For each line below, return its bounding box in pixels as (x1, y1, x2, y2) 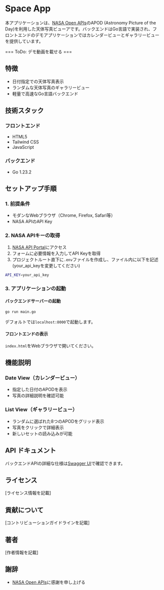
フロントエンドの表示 (5, 331, 48, 337)
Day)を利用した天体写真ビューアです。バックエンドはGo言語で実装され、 (5, 26, 153, 32)
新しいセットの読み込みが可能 (12, 430, 72, 436)
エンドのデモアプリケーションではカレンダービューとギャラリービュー (18, 32, 160, 38)
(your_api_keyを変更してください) (12, 262, 80, 268)
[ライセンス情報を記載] (5, 490, 51, 496)
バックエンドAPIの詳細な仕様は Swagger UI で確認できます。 (5, 460, 126, 466)
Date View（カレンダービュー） (5, 374, 80, 381)
